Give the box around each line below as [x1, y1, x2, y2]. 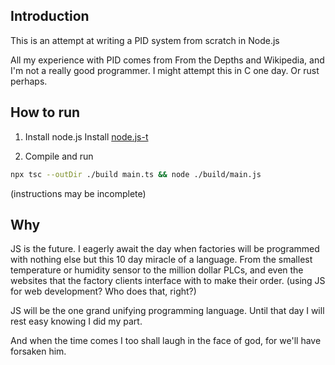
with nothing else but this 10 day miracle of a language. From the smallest [10, 254, 313, 266]
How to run [10, 104, 81, 121]
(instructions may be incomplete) [10, 187, 147, 199]
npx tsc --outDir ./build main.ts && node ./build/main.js [10, 169, 262, 179]
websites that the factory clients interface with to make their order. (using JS [10, 275, 326, 287]
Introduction [10, 8, 90, 25]
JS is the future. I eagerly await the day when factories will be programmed [10, 243, 320, 255]
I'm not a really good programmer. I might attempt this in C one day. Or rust [10, 64, 320, 76]
